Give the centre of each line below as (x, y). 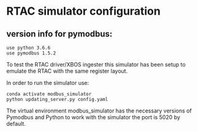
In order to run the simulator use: (48, 83)
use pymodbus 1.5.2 (31, 53)
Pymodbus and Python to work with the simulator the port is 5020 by (93, 117)
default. (16, 124)
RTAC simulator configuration (83, 11)
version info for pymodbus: (59, 34)
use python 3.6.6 (29, 48)
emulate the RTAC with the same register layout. (67, 71)
